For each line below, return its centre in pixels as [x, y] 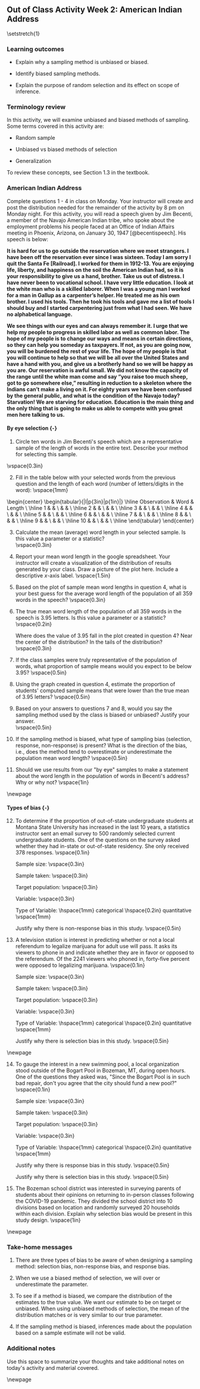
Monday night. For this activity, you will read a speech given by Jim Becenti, [100, 214]
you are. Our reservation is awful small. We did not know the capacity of [98, 370]
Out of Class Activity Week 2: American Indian [94, 10]
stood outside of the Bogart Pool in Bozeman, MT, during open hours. [101, 1071]
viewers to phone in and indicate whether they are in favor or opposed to [105, 952]
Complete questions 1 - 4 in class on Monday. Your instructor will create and [100, 201]
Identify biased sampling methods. [58, 73]
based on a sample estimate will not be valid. [71, 1333]
